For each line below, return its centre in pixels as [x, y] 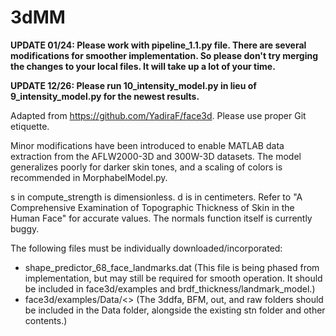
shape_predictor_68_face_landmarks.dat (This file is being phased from [172, 267]
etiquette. [30, 126]
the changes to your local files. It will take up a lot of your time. [143, 66]
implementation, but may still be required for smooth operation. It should [173, 278]
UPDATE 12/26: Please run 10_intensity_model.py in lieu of [133, 85]
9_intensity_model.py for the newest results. [105, 96]
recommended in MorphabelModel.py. [89, 177]
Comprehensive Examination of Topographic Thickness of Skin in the [152, 207]
